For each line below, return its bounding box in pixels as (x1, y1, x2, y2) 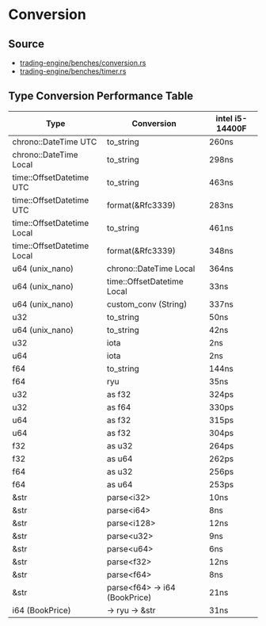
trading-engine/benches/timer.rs (19, 67, 127, 76)
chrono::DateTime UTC (12, 136, 97, 147)
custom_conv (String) (106, 299, 188, 310)
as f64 (106, 402, 131, 413)
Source (8, 37, 45, 51)
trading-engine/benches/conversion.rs (19, 58, 146, 67)
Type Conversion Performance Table (8, 90, 194, 103)
